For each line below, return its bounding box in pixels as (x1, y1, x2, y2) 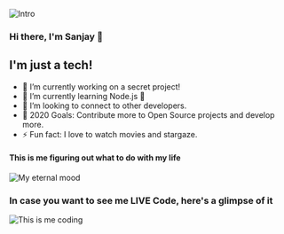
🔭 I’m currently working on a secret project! (21, 81, 181, 92)
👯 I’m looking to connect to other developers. (21, 100, 187, 111)
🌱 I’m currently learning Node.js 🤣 (21, 90, 146, 101)
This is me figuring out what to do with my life (9, 152, 181, 163)
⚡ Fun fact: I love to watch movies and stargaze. (21, 129, 198, 139)
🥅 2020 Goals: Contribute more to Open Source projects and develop (21, 109, 275, 120)
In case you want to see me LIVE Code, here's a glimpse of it (9, 194, 273, 207)
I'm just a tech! (9, 58, 93, 73)
